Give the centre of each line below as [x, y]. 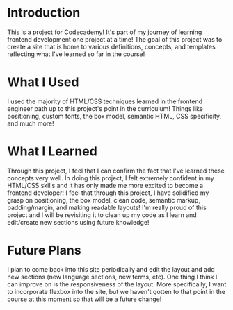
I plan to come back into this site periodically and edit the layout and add [111, 269]
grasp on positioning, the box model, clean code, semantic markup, [104, 200]
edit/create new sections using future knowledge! [78, 222]
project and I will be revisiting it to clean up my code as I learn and [102, 215]
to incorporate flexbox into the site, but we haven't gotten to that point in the [116, 291]
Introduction [44, 13]
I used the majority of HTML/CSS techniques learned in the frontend [105, 101]
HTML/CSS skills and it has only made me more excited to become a [105, 185]
